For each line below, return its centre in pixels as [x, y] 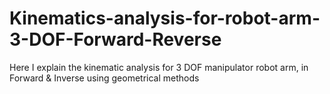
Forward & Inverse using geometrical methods [104, 78]
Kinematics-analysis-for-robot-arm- [165, 18]
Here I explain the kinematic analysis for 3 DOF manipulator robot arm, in [159, 67]
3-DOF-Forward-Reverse [115, 39]
